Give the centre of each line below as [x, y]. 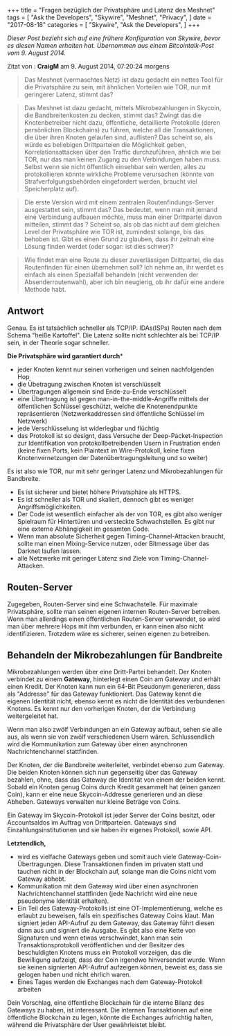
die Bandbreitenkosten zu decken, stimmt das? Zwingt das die [113, 115]
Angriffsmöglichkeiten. [50, 507]
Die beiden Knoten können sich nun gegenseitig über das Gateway [102, 773]
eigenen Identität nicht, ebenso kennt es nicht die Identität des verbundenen [116, 701]
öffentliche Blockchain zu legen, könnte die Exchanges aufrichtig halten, [110, 1017]
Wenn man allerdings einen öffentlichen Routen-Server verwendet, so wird [114, 619]
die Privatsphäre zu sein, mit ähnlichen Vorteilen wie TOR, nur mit [117, 87]
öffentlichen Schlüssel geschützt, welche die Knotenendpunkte [107, 406]
